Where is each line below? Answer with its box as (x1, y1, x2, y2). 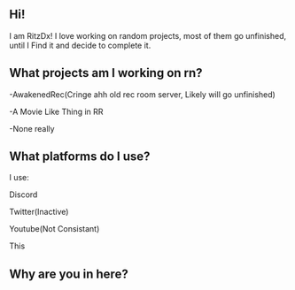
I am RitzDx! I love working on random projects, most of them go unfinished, (9, 30, 287, 41)
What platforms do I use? (9, 149, 151, 164)
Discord (9, 189, 38, 200)
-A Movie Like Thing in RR (9, 106, 104, 117)
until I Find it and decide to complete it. (9, 40, 151, 50)
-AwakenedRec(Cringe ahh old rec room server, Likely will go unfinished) (9, 88, 276, 100)
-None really (9, 123, 55, 134)
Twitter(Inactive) (9, 207, 69, 217)
